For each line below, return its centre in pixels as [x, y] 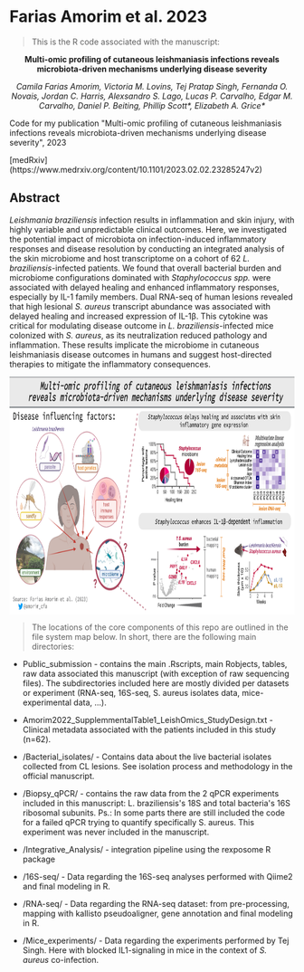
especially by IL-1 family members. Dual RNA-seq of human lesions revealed [152, 297]
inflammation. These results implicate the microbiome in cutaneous [134, 345]
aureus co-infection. [61, 959]
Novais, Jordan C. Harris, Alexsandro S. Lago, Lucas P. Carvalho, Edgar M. [152, 96]
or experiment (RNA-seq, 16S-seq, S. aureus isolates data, [131, 692]
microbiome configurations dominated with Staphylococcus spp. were [140, 277]
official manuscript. [58, 776]
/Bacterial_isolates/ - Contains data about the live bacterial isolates [147, 757]
